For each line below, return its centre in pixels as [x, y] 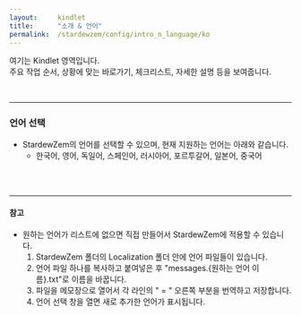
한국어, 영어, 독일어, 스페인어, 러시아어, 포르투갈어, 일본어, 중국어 [149, 155]
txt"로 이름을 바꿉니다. [88, 279]
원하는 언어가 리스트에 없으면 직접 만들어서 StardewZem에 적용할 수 [141, 234]
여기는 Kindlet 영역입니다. [55, 61]
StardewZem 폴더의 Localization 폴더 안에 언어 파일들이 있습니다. [151, 257]
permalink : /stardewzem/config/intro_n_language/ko [110, 34]
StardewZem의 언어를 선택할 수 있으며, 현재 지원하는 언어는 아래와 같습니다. [155, 144]
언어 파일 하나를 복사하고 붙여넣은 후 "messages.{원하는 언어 [143, 268]
